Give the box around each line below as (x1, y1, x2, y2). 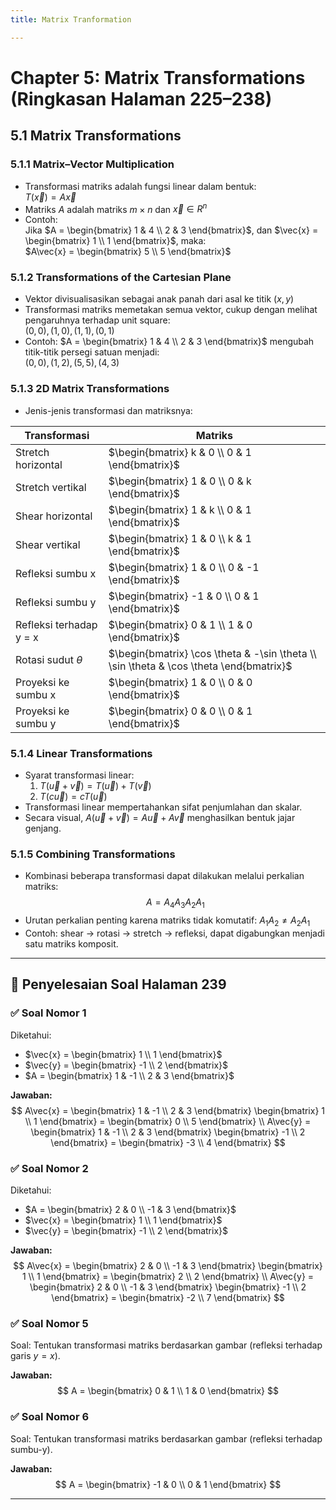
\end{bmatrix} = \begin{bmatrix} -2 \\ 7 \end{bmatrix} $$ (51, 1291, 285, 1303)
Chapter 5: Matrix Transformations (10, 66, 306, 89)
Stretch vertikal (15, 480, 87, 494)
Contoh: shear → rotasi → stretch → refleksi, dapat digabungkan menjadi (24, 927, 325, 939)
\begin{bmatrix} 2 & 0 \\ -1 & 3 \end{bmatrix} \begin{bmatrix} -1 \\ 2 (29, 1281, 307, 1293)
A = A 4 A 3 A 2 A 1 (146, 896, 205, 911)
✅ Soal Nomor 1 (10, 1006, 87, 1020)
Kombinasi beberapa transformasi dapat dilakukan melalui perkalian (24, 870, 305, 882)
